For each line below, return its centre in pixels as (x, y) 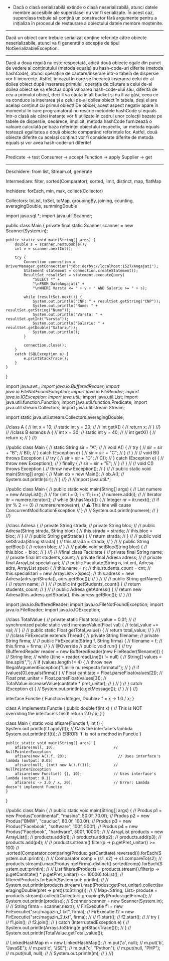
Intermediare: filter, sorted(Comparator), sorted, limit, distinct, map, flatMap (84, 181)
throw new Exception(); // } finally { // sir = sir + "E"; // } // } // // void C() (80, 463)
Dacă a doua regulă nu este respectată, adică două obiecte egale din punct (83, 63)
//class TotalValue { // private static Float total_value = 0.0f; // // (71, 619)
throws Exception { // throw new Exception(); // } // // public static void (78, 469)
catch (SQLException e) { (42, 354)
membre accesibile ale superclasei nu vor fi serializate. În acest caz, (83, 13)
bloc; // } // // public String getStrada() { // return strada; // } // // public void (83, 536)
